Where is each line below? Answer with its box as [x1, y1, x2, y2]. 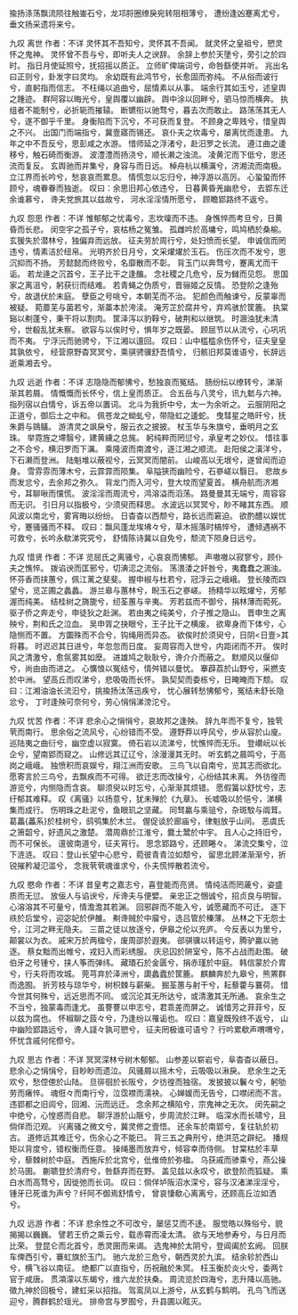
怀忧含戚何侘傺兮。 [9, 1035, 80, 1046]
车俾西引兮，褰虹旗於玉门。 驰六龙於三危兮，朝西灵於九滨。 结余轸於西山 [9, 1252, 278, 1262]
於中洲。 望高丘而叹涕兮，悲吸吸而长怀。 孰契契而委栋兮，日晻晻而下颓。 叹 [9, 674, 289, 685]
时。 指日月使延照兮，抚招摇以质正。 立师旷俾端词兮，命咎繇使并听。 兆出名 [9, 61, 289, 70]
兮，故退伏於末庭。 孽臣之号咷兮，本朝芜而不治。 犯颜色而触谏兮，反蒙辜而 [9, 291, 286, 301]
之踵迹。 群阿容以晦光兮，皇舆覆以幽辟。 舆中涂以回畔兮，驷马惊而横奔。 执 [9, 94, 289, 104]
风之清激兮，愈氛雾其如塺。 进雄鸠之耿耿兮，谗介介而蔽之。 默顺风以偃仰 [9, 652, 278, 662]
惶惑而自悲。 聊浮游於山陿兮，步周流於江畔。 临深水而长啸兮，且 [47, 1110, 286, 1121]
